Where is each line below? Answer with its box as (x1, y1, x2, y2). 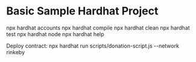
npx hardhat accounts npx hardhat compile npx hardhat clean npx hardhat (6, 24, 190, 31)
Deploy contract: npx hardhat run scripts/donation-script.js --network (6, 42, 180, 49)
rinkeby (6, 48, 25, 55)
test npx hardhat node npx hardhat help (6, 30, 104, 37)
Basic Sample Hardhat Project (6, 4, 159, 18)
